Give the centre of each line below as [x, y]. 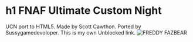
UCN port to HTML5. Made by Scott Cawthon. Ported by [73, 26]
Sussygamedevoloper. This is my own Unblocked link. [71, 32]
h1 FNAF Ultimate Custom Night [84, 11]
